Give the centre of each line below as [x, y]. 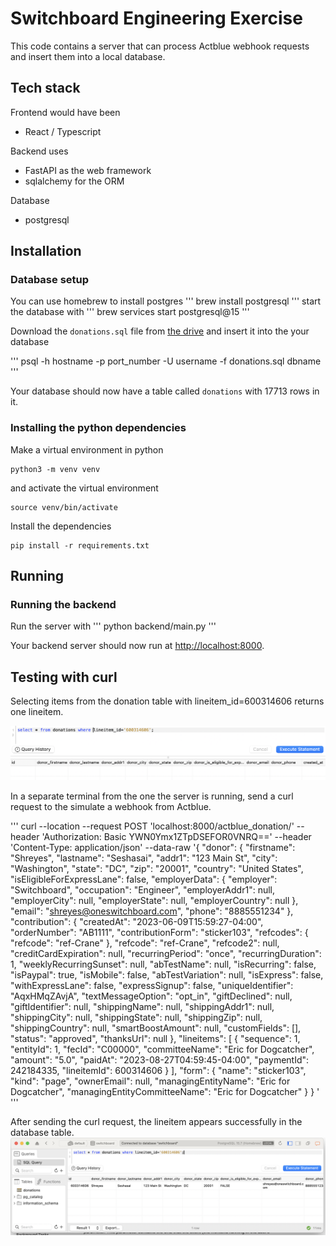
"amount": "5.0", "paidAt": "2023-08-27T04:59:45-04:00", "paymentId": [160, 1060]
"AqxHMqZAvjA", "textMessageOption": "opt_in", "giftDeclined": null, [151, 996]
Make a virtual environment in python [87, 449]
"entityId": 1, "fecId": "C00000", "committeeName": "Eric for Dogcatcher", [162, 1049]
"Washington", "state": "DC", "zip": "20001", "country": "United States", [157, 869]
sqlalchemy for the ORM [74, 181]
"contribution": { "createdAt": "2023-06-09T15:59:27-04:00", [137, 922]
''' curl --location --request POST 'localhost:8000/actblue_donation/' [152, 826]
